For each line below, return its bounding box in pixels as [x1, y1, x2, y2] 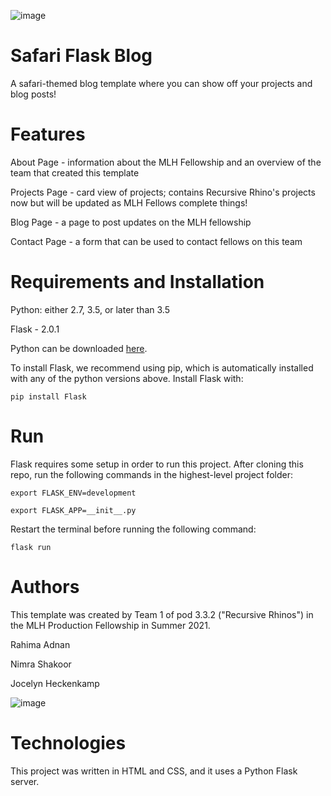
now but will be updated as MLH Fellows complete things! [10, 196, 248, 209]
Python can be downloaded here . [10, 342, 148, 354]
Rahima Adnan [10, 638, 71, 650]
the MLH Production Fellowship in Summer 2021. [10, 619, 211, 631]
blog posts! [10, 88, 57, 100]
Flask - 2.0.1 [10, 323, 60, 335]
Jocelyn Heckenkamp [10, 677, 100, 689]
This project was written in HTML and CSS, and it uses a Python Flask [10, 765, 298, 777]
